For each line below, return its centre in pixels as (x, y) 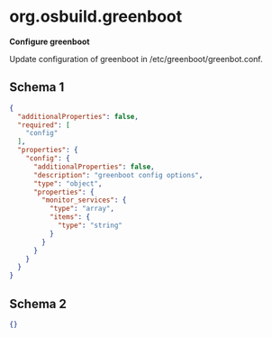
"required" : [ (44, 125)
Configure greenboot (50, 41)
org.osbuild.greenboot (96, 17)
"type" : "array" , (82, 209)
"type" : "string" (90, 225)
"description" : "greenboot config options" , (118, 175)
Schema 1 (37, 87)
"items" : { (70, 217)
